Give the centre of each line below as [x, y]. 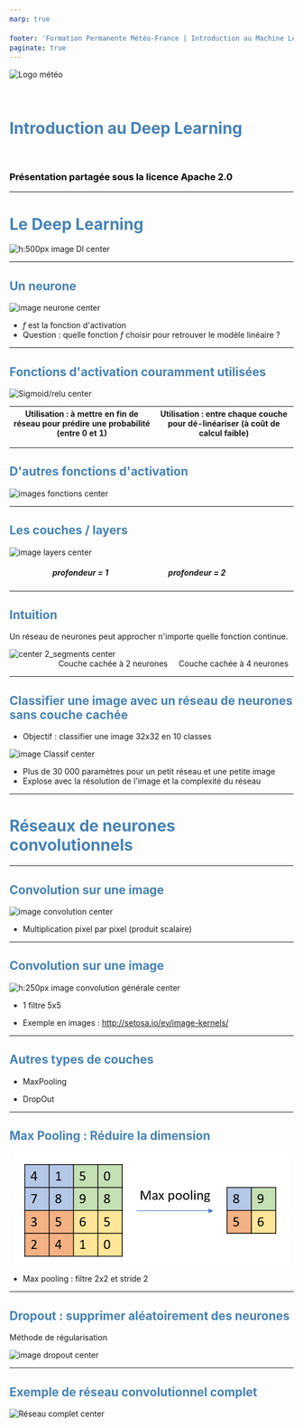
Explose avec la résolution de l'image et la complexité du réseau [142, 781]
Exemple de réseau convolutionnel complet [133, 1392]
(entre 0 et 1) [82, 433]
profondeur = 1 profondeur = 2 [139, 573]
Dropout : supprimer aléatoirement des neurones [150, 1315]
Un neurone [43, 286]
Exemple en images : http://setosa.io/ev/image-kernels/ [125, 1022]
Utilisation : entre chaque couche [224, 413]
